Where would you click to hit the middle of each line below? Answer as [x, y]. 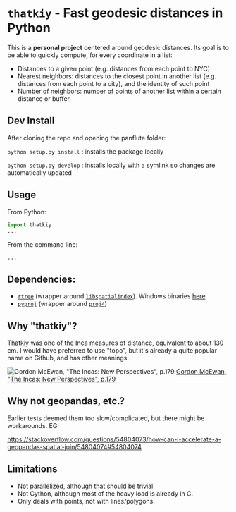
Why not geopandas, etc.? [66, 401]
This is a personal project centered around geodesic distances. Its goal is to [118, 47]
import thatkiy [30, 225]
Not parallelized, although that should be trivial [85, 486]
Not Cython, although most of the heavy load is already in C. [105, 493]
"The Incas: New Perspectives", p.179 [62, 379]
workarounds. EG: [33, 425]
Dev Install [31, 121]
